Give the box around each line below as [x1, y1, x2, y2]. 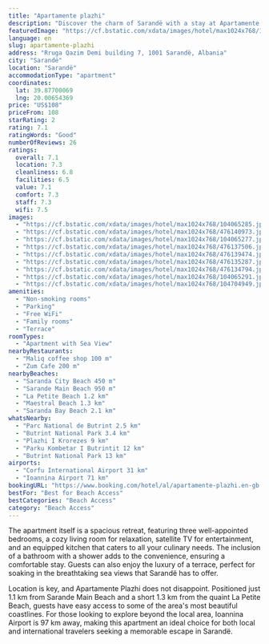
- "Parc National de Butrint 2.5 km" [15, 422, 142, 430]
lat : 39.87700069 [15, 86, 74, 95]
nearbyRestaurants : [8, 347, 74, 355]
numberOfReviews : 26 [8, 138, 78, 147]
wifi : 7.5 [15, 205, 48, 213]
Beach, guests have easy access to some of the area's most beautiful [8, 601, 238, 610]
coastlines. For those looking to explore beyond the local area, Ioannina [8, 610, 244, 619]
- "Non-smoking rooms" [15, 295, 91, 303]
